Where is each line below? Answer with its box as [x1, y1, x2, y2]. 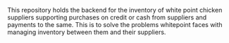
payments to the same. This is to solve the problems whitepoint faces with [7, 21, 223, 28]
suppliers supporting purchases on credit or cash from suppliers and [7, 13, 207, 21]
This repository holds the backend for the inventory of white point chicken [7, 6, 223, 14]
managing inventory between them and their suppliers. [7, 28, 166, 36]
